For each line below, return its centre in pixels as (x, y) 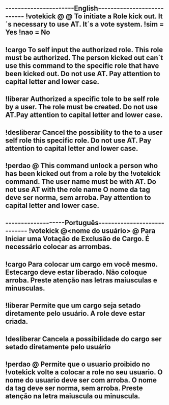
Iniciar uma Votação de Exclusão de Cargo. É (77, 239)
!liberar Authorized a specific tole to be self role (82, 99)
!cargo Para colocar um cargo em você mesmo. (81, 264)
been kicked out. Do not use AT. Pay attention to (83, 74)
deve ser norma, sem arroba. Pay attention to (78, 197)
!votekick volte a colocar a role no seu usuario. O (84, 372)
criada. (17, 321)
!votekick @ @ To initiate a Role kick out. (91, 17)
